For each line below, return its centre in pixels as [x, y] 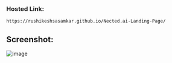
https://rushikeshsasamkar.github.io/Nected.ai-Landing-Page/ [86, 21]
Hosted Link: [25, 9]
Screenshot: [30, 40]
